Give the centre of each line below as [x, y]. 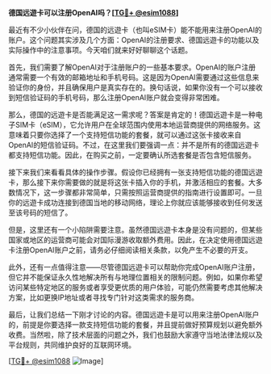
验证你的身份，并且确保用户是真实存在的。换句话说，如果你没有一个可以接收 [135, 87]
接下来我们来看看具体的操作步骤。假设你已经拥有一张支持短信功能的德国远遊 [135, 172]
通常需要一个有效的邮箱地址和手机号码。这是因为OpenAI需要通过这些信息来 [134, 77]
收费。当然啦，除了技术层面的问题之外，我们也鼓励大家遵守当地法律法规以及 [135, 335]
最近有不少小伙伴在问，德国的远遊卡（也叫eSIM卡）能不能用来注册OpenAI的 [135, 30]
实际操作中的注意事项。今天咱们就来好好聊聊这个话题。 [100, 50]
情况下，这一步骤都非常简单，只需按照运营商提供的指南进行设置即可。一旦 [139, 192]
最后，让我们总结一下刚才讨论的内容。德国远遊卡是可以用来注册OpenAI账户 [134, 315]
